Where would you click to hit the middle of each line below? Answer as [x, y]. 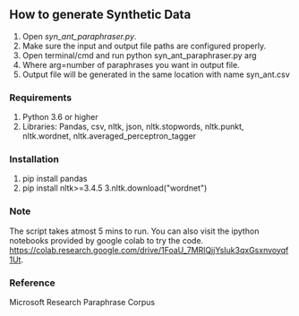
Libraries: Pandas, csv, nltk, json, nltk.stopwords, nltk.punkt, [133, 127]
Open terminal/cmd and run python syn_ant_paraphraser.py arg [139, 55]
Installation [34, 159]
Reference [32, 283]
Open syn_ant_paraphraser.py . [79, 36]
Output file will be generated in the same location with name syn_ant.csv [156, 74]
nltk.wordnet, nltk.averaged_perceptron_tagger [109, 136]
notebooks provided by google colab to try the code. [107, 240]
